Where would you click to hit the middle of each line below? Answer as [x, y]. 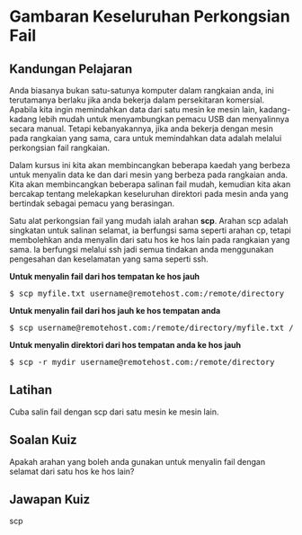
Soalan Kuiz [44, 440]
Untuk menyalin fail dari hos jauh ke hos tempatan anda [115, 311]
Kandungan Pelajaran [71, 69]
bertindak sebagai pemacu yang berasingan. [92, 203]
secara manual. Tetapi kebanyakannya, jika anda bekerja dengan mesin [142, 129]
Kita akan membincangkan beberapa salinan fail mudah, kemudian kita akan [150, 184]
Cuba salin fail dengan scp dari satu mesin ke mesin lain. [114, 412]
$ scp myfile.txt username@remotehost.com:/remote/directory [147, 294]
